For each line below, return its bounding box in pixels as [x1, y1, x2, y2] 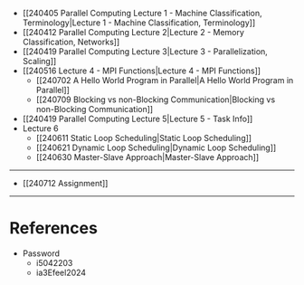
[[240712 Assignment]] [22, 178, 109, 188]
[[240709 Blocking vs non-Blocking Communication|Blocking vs [35, 94, 276, 105]
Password [22, 248, 61, 259]
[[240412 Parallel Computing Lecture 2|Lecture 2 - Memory [22, 27, 244, 37]
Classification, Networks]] [22, 36, 120, 47]
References [9, 218, 98, 239]
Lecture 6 [22, 123, 59, 134]
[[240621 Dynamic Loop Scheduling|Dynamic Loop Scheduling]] [35, 142, 277, 153]
